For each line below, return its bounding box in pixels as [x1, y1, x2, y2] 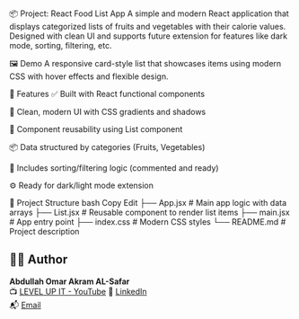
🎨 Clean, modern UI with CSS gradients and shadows [9, 107, 207, 117]
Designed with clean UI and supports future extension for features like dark [9, 31, 288, 41]
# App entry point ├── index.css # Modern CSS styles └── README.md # [9, 217, 286, 227]
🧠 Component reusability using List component [9, 124, 183, 134]
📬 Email [9, 299, 42, 310]
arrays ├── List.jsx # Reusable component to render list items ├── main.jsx [9, 207, 290, 217]
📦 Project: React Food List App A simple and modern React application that [9, 8, 289, 19]
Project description [9, 226, 80, 236]
